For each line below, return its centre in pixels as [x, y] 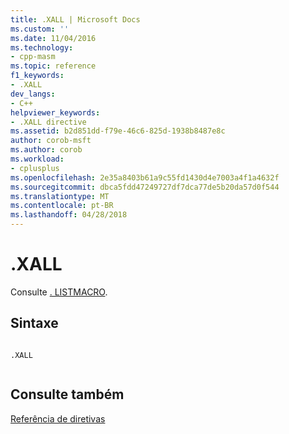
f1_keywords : [37, 76]
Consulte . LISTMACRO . [59, 292]
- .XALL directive [48, 122]
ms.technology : [42, 47]
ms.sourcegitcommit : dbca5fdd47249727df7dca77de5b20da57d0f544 [145, 187]
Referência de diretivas [58, 418]
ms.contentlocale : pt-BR [62, 206]
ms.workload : [37, 159]
